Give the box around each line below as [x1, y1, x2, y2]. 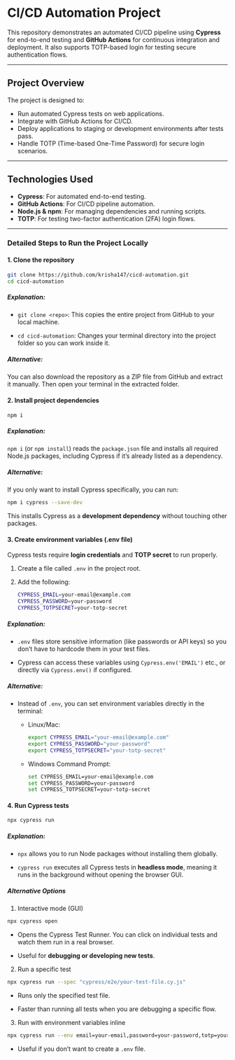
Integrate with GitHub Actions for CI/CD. [17, 117, 133, 125]
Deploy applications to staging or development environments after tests [17, 124, 224, 132]
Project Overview [7, 77, 85, 89]
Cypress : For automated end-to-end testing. [17, 192, 146, 200]
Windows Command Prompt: [27, 760, 111, 768]
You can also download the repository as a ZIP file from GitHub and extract [7, 372, 223, 381]
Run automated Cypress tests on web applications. [17, 109, 164, 118]
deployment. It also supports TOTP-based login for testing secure [7, 43, 197, 51]
